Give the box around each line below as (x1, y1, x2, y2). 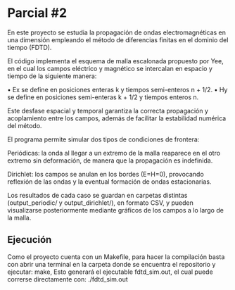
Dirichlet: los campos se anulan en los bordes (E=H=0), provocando (7, 170, 204, 178)
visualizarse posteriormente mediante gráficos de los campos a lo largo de (7, 206, 224, 214)
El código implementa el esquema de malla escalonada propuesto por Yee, (7, 56, 224, 65)
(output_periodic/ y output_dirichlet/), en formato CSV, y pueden (7, 198, 193, 207)
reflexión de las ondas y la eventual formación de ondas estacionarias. (7, 177, 212, 186)
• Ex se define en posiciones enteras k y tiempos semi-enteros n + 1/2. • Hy (7, 85, 228, 94)
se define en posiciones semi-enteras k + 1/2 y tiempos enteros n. (7, 93, 199, 101)
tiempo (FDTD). (7, 43, 52, 51)
